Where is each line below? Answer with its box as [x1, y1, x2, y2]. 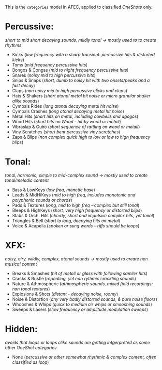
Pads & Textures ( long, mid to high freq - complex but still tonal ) [12, 202, 140, 208]
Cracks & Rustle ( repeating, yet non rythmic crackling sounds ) [12, 275, 136, 281]
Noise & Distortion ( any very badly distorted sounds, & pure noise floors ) [12, 296, 158, 302]
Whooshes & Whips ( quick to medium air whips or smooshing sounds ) [12, 301, 152, 307]
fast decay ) [12, 82, 35, 88]
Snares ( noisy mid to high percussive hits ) [12, 72, 96, 78]
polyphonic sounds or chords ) [12, 197, 73, 203]
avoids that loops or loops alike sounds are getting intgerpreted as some [5, 339, 150, 345]
